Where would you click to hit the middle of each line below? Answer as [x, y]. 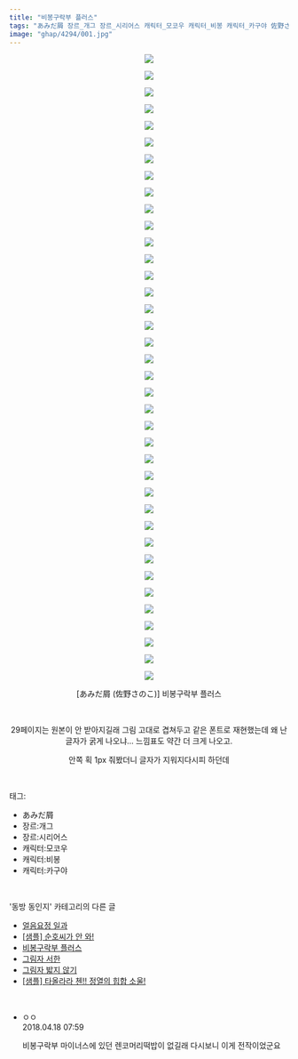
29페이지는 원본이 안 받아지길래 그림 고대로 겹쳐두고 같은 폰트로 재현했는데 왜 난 [149, 730]
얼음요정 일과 [45, 926]
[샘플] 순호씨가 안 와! [58, 937]
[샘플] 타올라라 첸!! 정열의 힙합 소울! [84, 981]
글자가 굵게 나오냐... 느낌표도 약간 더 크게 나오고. [149, 741]
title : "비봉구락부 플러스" [54, 17]
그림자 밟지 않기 [49, 970]
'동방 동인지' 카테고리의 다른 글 [63, 907]
